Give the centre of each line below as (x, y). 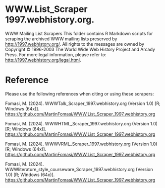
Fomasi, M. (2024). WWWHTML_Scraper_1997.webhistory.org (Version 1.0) (81, 123)
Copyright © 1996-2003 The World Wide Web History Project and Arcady (80, 49)
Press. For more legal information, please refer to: (56, 54)
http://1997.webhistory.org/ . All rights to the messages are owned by (75, 44)
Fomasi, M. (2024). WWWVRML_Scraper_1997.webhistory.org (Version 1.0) (81, 144)
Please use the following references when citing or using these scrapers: (80, 94)
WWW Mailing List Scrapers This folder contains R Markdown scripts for (79, 33)
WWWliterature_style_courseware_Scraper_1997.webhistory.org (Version (79, 169)
